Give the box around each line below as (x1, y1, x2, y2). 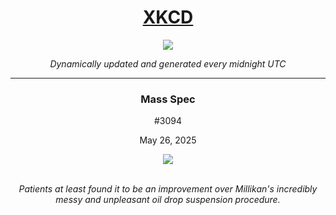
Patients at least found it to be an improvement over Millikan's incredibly (18, 183, 318, 195)
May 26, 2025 (139, 134, 197, 146)
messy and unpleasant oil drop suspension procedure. (55, 194, 281, 206)
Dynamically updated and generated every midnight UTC (49, 57, 287, 70)
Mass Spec (140, 92, 196, 106)
